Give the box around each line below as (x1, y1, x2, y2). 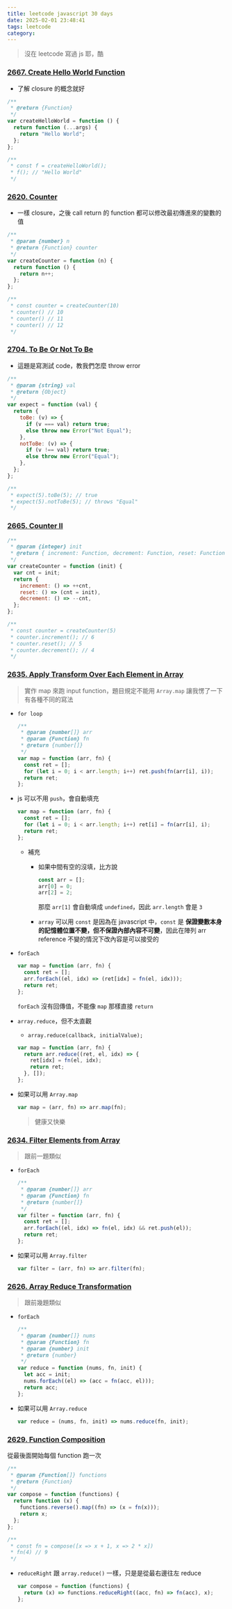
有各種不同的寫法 (24, 695, 74, 703)
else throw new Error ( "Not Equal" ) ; (25, 427, 132, 434)
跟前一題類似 (24, 1152, 61, 1161)
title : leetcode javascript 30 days (7, 10, 113, 17)
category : (7, 29, 36, 37)
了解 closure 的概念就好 (17, 84, 85, 93)
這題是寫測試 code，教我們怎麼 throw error (17, 361, 141, 369)
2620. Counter (7, 192, 58, 201)
